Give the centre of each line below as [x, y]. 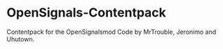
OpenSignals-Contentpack [86, 13]
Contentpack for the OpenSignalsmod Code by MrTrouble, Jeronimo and [111, 32]
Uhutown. [21, 39]
